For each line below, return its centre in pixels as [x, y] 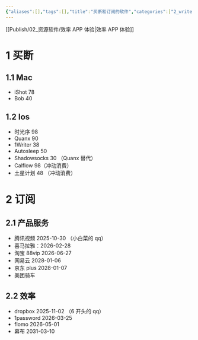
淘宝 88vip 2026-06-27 [43, 253]
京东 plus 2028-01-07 [41, 268]
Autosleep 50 [31, 151]
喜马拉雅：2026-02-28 [42, 246]
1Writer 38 [27, 145]
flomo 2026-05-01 [37, 325]
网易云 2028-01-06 [38, 260]
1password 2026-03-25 [43, 318]
